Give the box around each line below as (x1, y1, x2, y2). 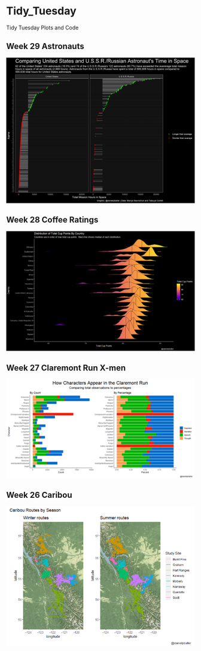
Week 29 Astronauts (6, 41, 85, 51)
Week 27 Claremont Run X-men (6, 363, 126, 373)
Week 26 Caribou (6, 490, 73, 500)
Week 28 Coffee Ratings (6, 215, 99, 225)
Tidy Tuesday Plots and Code (6, 24, 79, 31)
